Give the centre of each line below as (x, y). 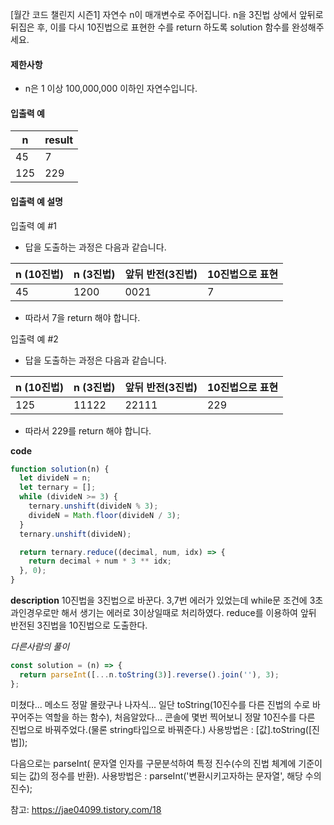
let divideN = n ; (55, 478)
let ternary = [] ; (58, 488)
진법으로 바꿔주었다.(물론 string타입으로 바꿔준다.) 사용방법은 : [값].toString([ (161, 729)
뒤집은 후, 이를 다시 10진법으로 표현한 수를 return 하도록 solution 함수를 (150, 27)
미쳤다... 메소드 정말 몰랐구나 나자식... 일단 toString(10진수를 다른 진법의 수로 (160, 704)
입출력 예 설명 (36, 201)
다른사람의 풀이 (40, 647)
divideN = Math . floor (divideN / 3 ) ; (105, 515)
